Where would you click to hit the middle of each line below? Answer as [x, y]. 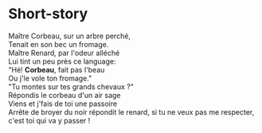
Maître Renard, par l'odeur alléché [64, 53]
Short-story [48, 14]
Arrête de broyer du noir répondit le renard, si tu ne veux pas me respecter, [131, 111]
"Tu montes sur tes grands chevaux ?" [71, 86]
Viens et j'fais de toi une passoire [63, 104]
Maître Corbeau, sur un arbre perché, [70, 36]
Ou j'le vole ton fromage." [50, 78]
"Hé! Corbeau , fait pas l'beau [57, 69]
